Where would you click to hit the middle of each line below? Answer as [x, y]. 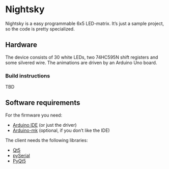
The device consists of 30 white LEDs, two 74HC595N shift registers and [82, 57]
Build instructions [28, 76]
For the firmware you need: [34, 115]
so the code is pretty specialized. [40, 29]
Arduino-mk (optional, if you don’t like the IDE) [61, 130]
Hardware [21, 45]
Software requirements [43, 103]
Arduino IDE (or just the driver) [45, 125]
